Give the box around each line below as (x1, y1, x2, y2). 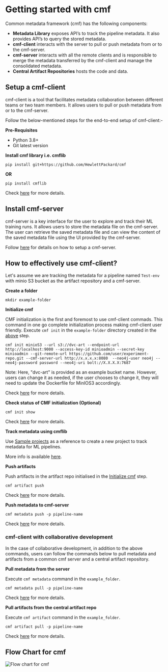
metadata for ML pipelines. (5, 444, 62, 450)
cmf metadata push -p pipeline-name (5, 512, 83, 517)
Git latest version (12, 142, 48, 148)
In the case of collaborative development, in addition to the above (5, 545, 143, 551)
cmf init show (5, 410, 36, 415)
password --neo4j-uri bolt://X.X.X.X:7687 (39, 360, 131, 365)
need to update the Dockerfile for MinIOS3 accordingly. (5, 380, 121, 386)
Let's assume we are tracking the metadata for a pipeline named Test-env (5, 273, 160, 279)
